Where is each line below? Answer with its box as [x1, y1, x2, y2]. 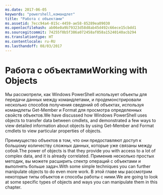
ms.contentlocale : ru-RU [5, 39, 56, 44]
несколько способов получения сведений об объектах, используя [5, 101, 144, 108]
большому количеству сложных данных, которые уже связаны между [5, 143, 152, 148]
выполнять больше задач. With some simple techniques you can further [5, 163, 151, 169]
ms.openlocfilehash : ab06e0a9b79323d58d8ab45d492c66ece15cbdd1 [5, 25, 137, 30]
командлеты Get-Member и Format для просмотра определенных [5, 107, 142, 113]
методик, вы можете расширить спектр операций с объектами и [5, 158, 141, 164]
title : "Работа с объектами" [5, 16, 64, 21]
